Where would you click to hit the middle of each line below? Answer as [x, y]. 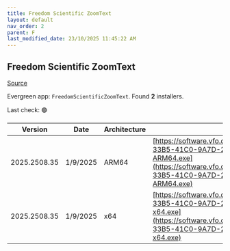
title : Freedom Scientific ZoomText [59, 13]
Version [35, 129]
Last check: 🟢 [27, 109]
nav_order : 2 [26, 26]
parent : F [21, 32]
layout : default [30, 20]
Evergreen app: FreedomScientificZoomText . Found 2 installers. [95, 96]
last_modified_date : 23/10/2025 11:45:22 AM [72, 39]
